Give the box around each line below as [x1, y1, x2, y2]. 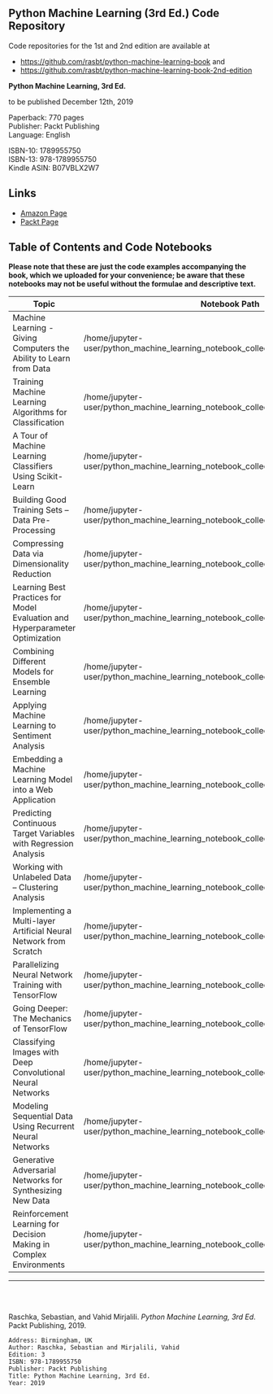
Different [12, 656, 46, 667]
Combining [12, 646, 54, 658]
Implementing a [12, 905, 71, 916]
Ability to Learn [12, 353, 71, 365]
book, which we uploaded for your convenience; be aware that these [8, 270, 245, 280]
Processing [12, 525, 56, 536]
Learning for [12, 1218, 59, 1230]
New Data [12, 1195, 50, 1207]
